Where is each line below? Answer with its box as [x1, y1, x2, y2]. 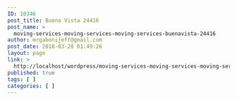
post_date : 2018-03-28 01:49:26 [7, 43, 102, 50]
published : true [7, 69, 55, 76]
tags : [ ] [7, 75, 37, 83]
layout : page [7, 50, 46, 57]
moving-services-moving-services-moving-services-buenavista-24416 [13, 30, 217, 37]
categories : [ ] [7, 82, 55, 89]
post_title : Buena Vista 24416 [7, 17, 99, 24]
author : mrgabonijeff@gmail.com [7, 37, 102, 44]
